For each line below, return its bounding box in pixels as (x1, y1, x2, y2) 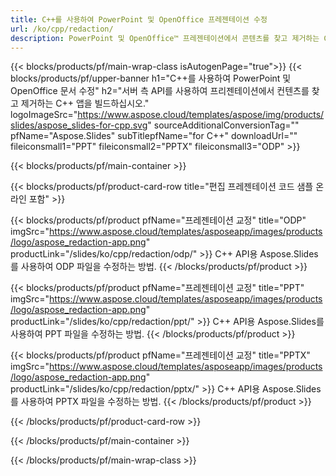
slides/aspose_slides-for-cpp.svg (10, 119, 148, 131)
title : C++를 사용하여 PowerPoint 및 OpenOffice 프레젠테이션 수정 (10, 14, 268, 25)
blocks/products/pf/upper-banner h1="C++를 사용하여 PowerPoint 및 (10, 72, 292, 85)
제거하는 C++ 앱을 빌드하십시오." (20, 97, 150, 110)
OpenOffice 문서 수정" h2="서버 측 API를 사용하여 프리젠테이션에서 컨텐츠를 (10, 85, 310, 97)
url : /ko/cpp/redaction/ (10, 24, 114, 34)
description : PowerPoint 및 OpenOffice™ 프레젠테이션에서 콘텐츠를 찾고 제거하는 (10, 33, 320, 43)
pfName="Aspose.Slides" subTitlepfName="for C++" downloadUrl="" (10, 130, 298, 142)
